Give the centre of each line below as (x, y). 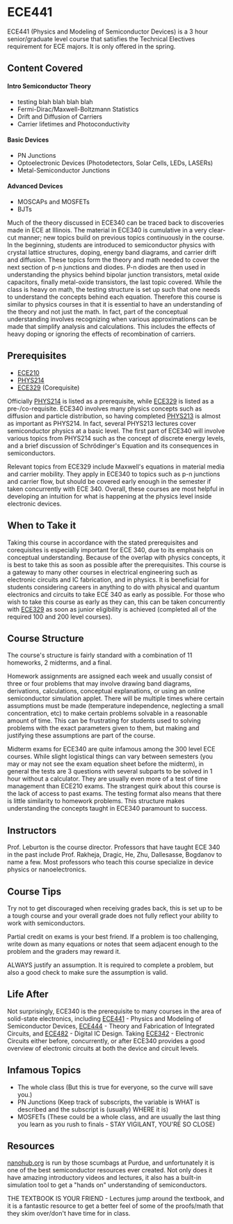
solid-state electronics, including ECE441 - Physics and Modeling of (104, 1018)
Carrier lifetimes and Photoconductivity (73, 124)
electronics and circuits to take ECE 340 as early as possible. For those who (116, 594)
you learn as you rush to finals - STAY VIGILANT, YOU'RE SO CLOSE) (116, 1124)
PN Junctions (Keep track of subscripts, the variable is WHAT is (109, 1102)
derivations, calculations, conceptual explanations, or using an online (106, 691)
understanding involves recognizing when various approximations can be (112, 319)
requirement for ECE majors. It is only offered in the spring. (91, 46)
